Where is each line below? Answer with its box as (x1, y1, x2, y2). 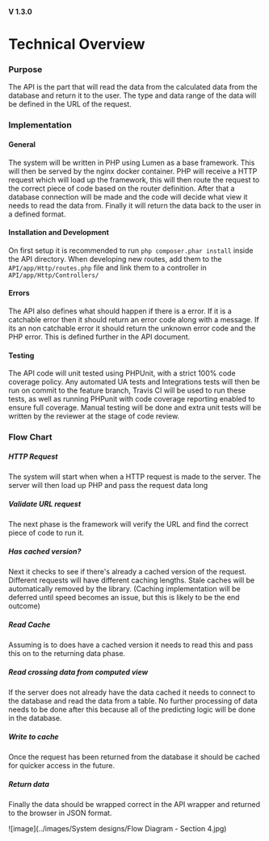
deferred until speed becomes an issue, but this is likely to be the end (8, 593, 240, 603)
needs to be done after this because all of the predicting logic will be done (8, 704, 256, 714)
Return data (8, 779, 50, 788)
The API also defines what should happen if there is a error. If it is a (8, 306, 232, 316)
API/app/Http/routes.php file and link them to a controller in (8, 263, 208, 272)
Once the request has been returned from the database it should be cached (8, 751, 260, 762)
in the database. (8, 713, 62, 722)
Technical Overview (8, 36, 145, 53)
